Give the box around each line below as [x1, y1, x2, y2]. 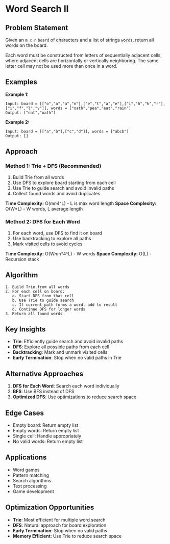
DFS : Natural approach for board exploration [12, 522, 107, 528]
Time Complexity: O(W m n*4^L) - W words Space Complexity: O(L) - [5, 250, 152, 256]
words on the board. [5, 42, 48, 48]
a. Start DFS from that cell [12, 293, 74, 298]
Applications [5, 453, 47, 462]
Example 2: [5, 119, 30, 125]
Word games [12, 467, 40, 473]
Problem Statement [5, 23, 68, 32]
